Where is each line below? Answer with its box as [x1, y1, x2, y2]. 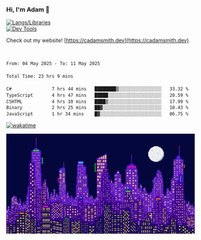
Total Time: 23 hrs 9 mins [6, 73, 74, 79]
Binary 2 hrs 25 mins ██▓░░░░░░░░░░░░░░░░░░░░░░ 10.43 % [6, 104, 188, 111]
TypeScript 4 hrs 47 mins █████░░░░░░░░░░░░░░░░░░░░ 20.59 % [6, 92, 188, 98]
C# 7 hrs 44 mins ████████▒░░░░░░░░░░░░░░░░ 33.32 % [6, 86, 188, 92]
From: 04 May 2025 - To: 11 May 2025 [6, 61, 100, 67]
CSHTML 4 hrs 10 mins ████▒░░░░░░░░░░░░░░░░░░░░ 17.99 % [6, 99, 188, 104]
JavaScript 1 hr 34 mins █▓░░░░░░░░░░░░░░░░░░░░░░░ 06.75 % [6, 111, 188, 117]
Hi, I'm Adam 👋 [6, 5, 50, 14]
